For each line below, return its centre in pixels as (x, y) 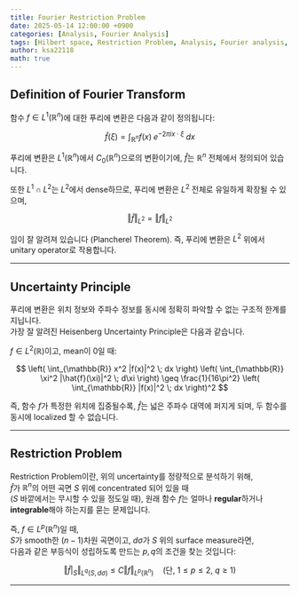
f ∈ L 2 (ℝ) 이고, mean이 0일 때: (63, 350)
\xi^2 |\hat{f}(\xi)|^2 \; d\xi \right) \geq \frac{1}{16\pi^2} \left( (150, 377)
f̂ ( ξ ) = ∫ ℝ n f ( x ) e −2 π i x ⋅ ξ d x (150, 137)
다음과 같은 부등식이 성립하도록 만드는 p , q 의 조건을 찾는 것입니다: (123, 551)
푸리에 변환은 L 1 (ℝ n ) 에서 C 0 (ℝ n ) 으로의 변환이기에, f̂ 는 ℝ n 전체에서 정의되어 (139, 158)
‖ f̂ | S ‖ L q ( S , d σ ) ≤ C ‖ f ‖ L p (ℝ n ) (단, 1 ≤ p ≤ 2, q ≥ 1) (150, 571)
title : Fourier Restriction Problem (78, 17)
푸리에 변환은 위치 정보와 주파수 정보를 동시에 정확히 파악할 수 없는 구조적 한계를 (149, 309)
